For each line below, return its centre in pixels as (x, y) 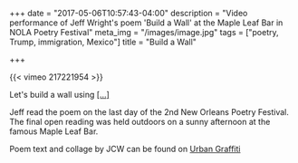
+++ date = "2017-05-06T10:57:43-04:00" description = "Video (129, 13)
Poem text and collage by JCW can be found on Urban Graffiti (125, 149)
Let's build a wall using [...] (60, 95)
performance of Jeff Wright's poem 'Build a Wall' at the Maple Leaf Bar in (146, 23)
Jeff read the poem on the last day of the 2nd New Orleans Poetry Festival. (149, 112)
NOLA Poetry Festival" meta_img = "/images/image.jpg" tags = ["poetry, (144, 32)
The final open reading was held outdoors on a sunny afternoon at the (140, 122)
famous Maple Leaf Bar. (54, 131)
